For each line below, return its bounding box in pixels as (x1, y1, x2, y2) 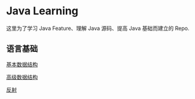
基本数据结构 (6, 61, 38, 68)
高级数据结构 (6, 73, 38, 81)
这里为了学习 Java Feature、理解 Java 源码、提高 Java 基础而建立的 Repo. (6, 24, 190, 32)
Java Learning (6, 4, 79, 18)
